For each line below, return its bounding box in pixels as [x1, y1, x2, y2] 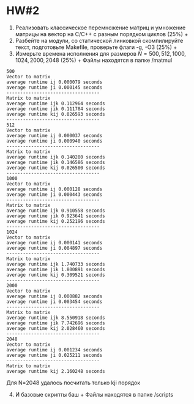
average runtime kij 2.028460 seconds [6, 325, 105, 331]
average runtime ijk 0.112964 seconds [6, 100, 105, 107]
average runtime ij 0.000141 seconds [6, 239, 103, 245]
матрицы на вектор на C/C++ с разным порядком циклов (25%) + [15, 30, 188, 37]
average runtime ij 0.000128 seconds [6, 186, 103, 192]
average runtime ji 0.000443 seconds [6, 191, 103, 198]
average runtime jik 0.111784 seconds [6, 105, 105, 112]
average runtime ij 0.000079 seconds [6, 79, 103, 85]
